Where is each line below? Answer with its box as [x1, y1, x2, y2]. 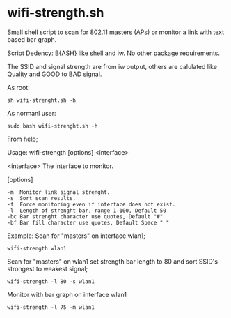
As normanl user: [7, 109, 56, 117]
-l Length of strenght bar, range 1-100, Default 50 [7, 207, 167, 214]
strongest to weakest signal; [7, 264, 88, 273]
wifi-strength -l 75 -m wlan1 [7, 303, 95, 311]
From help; [7, 135, 38, 143]
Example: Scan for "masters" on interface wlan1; [7, 232, 146, 240]
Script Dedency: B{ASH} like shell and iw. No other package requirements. [7, 49, 221, 57]
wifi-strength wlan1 [7, 245, 67, 252]
